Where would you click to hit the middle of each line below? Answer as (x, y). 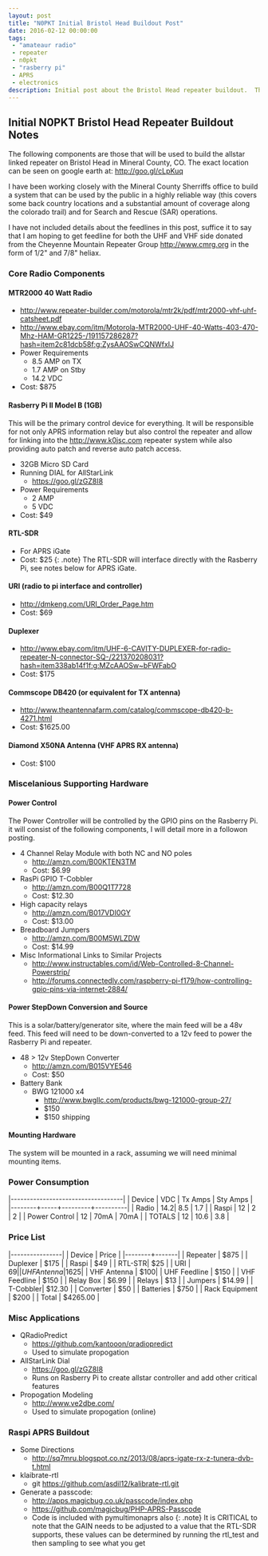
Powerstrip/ (51, 972)
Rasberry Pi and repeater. (50, 1042)
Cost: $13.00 (53, 921)
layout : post (30, 16)
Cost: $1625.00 (45, 727)
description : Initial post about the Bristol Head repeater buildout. (128, 90)
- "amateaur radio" (44, 46)
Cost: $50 (48, 1074)
